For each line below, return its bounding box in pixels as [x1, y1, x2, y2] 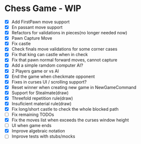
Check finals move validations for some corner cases [11, 46, 118, 52]
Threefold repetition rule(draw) [11, 95, 73, 101]
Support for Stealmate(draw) [11, 90, 69, 96]
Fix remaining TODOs [11, 112, 54, 117]
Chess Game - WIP [4, 3, 82, 14]
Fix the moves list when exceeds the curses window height [11, 117, 129, 123]
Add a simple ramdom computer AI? [11, 62, 83, 68]
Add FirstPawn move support [11, 19, 70, 25]
